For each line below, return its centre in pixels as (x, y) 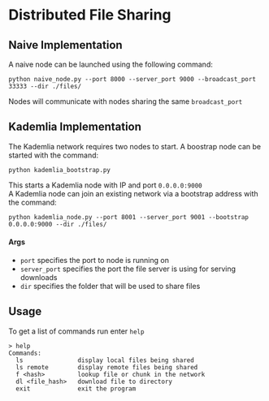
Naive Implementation (66, 45)
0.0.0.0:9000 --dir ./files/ (58, 224)
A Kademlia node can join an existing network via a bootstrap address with (133, 193)
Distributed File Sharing (90, 15)
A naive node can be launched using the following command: (111, 64)
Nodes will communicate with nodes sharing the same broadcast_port (126, 101)
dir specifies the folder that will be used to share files (110, 287)
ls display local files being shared (105, 360)
